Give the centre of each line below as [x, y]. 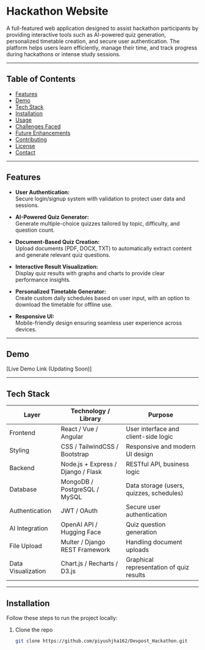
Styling [19, 451]
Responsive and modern [161, 446]
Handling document [154, 542]
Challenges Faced [38, 126]
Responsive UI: [35, 316]
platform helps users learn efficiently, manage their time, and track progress [102, 48]
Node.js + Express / [89, 464]
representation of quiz [158, 567]
